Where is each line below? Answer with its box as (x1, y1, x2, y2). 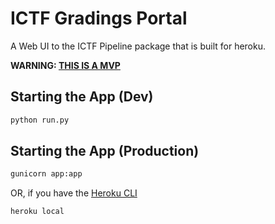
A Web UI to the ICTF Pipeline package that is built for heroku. (10, 40, 266, 52)
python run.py (10, 115, 70, 125)
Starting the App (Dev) (10, 88, 154, 106)
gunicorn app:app (10, 169, 83, 179)
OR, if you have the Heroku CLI (10, 187, 138, 199)
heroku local (10, 207, 65, 217)
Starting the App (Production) (10, 143, 200, 160)
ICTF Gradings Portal (10, 7, 188, 30)
